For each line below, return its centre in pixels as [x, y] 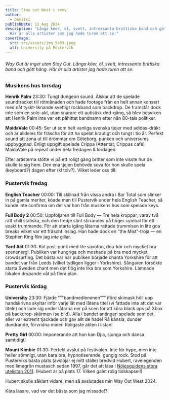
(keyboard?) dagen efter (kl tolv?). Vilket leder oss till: [61, 170]
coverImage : [18, 39]
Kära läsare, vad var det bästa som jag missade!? [56, 391]
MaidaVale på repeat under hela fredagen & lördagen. [61, 150]
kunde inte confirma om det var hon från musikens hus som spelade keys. [82, 205]
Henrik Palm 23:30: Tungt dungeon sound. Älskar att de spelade [73, 96]
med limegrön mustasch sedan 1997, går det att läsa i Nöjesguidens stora [81, 365]
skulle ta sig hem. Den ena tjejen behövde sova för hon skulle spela [75, 165]
